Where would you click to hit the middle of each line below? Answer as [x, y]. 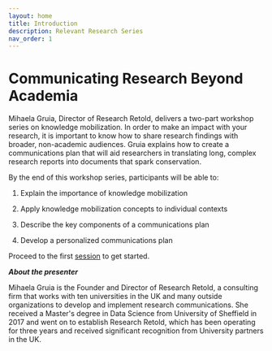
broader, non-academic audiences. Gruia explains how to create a [119, 145]
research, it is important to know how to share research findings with [123, 136]
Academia [43, 96]
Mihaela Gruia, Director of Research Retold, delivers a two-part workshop [131, 119]
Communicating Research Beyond [126, 79]
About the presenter [43, 272]
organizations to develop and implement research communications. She [129, 305]
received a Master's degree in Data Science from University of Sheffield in [133, 314]
